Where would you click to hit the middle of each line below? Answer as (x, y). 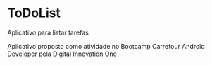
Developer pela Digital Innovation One (62, 54)
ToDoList (34, 13)
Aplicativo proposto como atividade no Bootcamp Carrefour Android (106, 46)
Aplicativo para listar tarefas (48, 32)
